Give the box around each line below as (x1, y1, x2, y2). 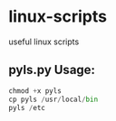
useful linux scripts (8, 36, 80, 47)
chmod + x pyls (8, 86, 63, 96)
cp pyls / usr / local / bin (8, 95, 99, 104)
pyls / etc (8, 103, 46, 112)
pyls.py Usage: (8, 62, 96, 78)
